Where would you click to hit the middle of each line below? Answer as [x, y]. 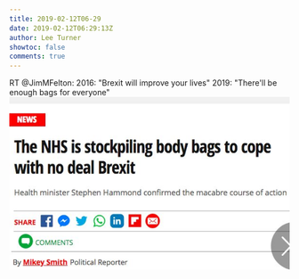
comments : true [37, 57]
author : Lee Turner [45, 37]
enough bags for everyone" [60, 93]
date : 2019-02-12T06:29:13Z [61, 28]
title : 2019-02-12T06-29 [55, 19]
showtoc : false [37, 47]
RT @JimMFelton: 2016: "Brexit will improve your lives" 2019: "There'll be [143, 83]
